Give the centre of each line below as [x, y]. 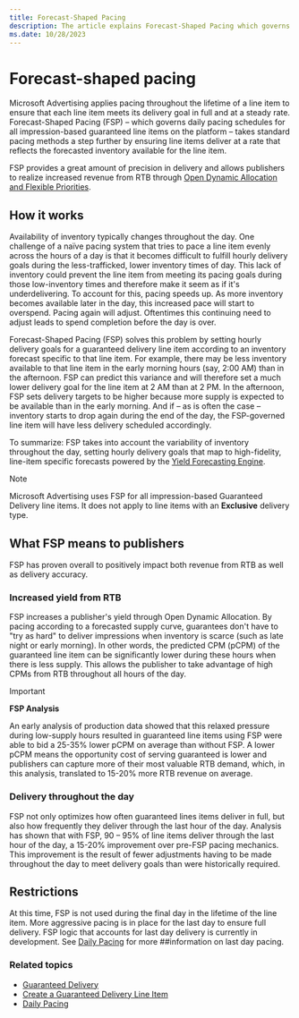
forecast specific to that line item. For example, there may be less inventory [148, 359]
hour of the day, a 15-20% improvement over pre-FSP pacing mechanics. [144, 844]
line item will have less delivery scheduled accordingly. [111, 425]
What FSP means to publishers [97, 543]
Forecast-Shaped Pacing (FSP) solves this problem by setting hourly [136, 340]
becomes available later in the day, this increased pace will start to [132, 303]
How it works [47, 215]
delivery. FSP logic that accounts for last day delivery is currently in [133, 932]
